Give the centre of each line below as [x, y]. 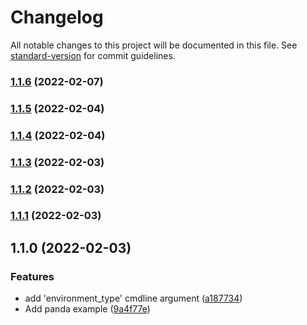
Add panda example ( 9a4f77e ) [87, 309]
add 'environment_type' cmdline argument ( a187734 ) [133, 298]
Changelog [57, 17]
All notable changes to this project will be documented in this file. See [154, 45]
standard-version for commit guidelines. [93, 55]
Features [32, 276]
